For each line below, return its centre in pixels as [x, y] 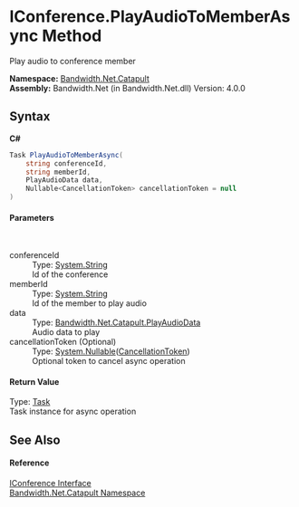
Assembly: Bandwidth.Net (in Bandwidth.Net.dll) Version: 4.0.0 [128, 88]
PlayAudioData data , [64, 180]
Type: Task [30, 402]
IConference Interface [51, 483]
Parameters [32, 217]
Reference [29, 463]
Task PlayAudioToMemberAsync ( [67, 155]
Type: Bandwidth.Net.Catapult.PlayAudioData [116, 322]
